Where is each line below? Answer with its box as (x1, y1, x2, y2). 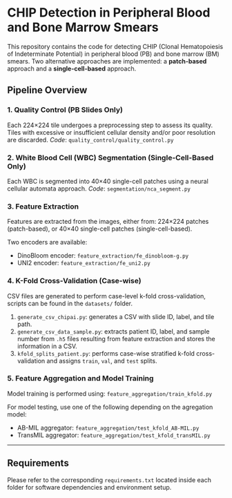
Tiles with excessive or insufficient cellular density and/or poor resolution (7, 128, 215, 136)
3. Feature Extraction (7, 202, 79, 211)
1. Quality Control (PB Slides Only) (7, 105, 123, 115)
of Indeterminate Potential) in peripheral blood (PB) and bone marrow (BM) (7, 50, 220, 58)
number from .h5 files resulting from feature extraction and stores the (17, 334, 215, 343)
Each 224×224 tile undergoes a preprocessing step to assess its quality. (7, 121, 213, 129)
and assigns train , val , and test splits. (46, 356, 157, 365)
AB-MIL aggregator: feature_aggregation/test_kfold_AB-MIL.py (17, 423, 200, 432)
